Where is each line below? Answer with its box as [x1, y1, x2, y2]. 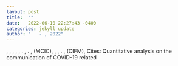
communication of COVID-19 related [6, 54, 97, 61]
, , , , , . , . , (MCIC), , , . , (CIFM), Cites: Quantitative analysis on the [6, 47, 172, 55]
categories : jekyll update [6, 25, 75, 32]
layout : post [6, 8, 39, 15]
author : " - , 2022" [6, 31, 64, 37]
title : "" [6, 14, 34, 20]
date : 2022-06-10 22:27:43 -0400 [6, 20, 97, 26]
